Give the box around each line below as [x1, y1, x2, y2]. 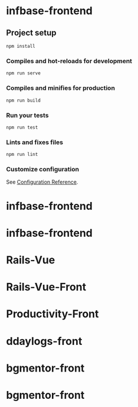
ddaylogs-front [6, 334, 83, 348]
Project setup [6, 28, 57, 38]
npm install [6, 43, 35, 49]
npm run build [6, 97, 41, 103]
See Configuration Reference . [6, 178, 78, 185]
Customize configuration [6, 165, 80, 174]
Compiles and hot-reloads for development [6, 57, 133, 65]
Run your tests [6, 111, 49, 119]
